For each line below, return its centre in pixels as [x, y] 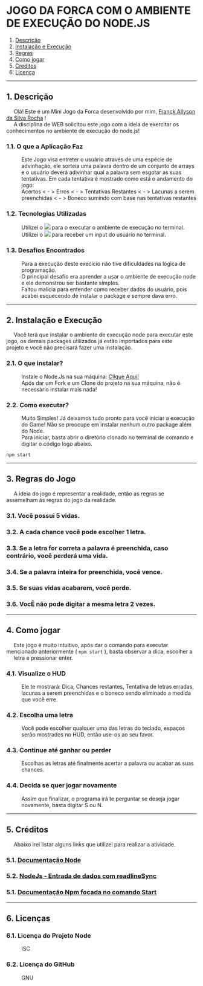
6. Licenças [28, 919]
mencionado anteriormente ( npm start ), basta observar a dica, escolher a [99, 651]
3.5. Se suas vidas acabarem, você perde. [69, 588]
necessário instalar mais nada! [59, 389]
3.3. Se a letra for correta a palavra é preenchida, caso [87, 548]
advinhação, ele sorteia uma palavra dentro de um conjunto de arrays [108, 166]
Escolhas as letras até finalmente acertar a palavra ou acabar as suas [108, 763]
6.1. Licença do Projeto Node [49, 936]
